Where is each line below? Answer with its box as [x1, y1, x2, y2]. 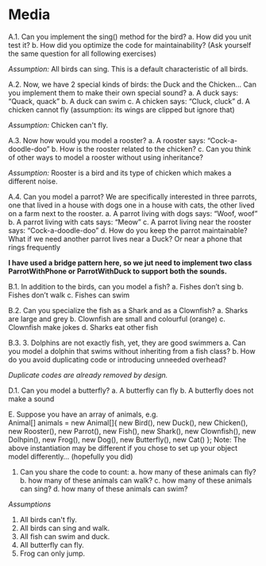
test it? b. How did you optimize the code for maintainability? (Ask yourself [8, 40, 252, 49]
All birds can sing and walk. [19, 523, 110, 533]
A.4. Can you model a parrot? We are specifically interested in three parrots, [8, 192, 257, 201]
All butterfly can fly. [19, 540, 85, 549]
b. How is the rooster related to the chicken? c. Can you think [51, 144, 252, 153]
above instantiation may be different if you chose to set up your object [8, 443, 238, 452]
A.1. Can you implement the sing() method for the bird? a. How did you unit [8, 32, 252, 41]
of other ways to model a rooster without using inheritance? [8, 153, 204, 162]
